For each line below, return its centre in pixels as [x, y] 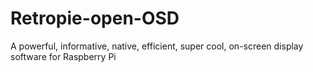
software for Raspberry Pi [63, 56]
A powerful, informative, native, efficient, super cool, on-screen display [157, 46]
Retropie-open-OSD [95, 18]
